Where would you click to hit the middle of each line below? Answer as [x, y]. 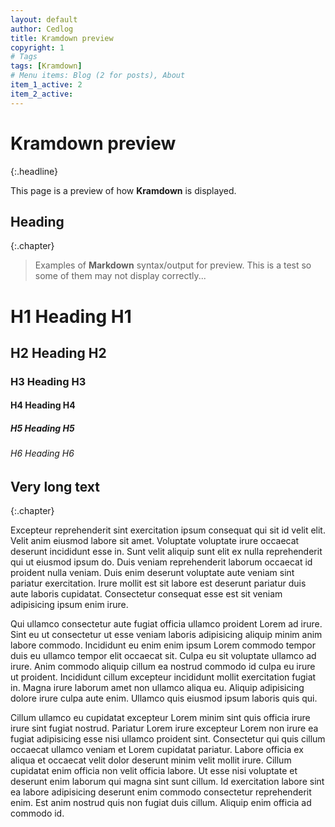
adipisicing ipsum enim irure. [69, 605]
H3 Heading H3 [48, 381]
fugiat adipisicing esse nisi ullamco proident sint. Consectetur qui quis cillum [168, 739]
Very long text [55, 487]
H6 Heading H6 [42, 453]
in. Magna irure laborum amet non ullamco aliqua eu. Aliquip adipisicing [157, 688]
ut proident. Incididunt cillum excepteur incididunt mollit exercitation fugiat [163, 677]
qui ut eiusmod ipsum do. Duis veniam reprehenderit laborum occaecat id [161, 562]
